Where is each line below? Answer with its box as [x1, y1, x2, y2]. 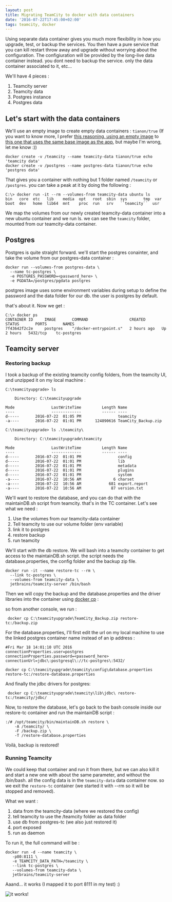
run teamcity [12, 537, 40, 543]
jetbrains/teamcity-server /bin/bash [10, 581, 91, 586]
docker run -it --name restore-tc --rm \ [5, 568, 95, 573]
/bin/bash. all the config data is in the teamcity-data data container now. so [5, 777, 164, 783]
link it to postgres [12, 526, 50, 533]
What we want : [5, 798, 39, 804]
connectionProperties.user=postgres [5, 649, 84, 654]
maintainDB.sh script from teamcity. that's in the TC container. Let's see [5, 500, 158, 506]
